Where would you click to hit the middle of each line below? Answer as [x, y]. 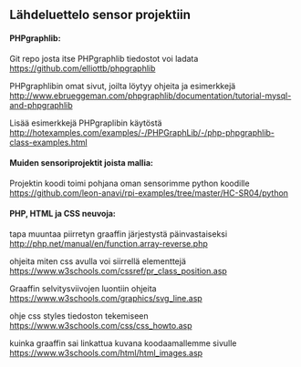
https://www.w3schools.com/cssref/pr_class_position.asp [119, 271]
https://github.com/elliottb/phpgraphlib [83, 68]
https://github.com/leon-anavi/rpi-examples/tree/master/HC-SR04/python [149, 193]
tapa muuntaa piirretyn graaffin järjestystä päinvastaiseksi [119, 234]
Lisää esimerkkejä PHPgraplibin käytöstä [86, 123]
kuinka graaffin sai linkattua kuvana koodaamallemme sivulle [123, 343]
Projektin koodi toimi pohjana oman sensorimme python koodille [130, 183]
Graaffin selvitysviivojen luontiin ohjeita [83, 289]
